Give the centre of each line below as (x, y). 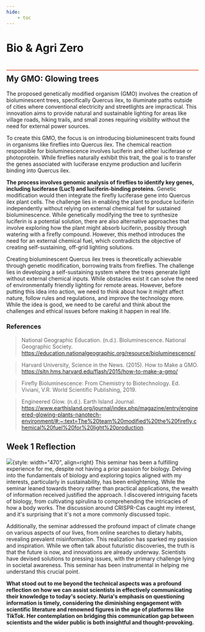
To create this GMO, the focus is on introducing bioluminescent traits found (101, 138)
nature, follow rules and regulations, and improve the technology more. (95, 298)
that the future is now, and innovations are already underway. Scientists (96, 552)
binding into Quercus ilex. (38, 170)
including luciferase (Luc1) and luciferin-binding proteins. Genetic (92, 189)
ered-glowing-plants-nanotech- (61, 414)
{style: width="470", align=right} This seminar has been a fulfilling (95, 462)
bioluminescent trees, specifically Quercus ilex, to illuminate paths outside (99, 100)
